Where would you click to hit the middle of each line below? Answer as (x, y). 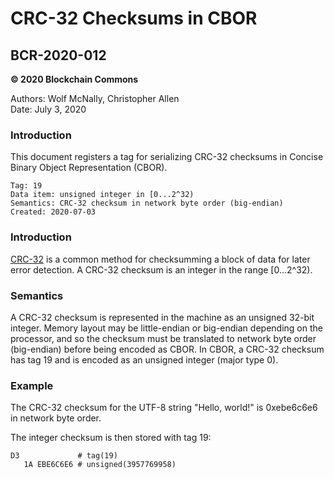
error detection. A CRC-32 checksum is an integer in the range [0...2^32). (161, 269)
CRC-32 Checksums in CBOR (134, 18)
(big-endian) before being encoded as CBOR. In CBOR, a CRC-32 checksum (167, 349)
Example (32, 385)
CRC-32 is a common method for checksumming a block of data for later (160, 259)
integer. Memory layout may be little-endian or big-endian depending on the (166, 328)
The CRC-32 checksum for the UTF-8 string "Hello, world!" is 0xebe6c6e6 (164, 408)
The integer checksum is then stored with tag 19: (111, 438)
